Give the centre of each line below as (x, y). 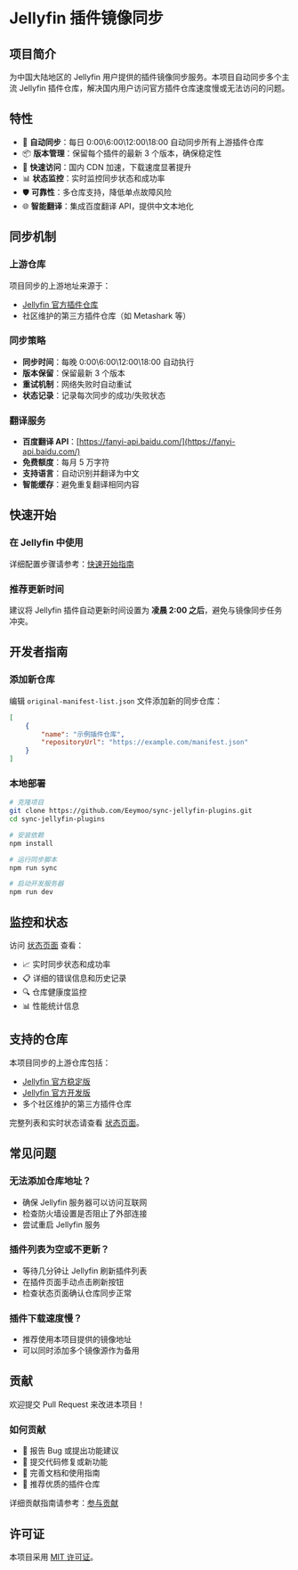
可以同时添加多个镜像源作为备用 (81, 1351)
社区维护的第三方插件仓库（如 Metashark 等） (106, 315)
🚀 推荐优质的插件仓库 (61, 1485)
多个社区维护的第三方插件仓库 (77, 1103)
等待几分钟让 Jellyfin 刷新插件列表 (85, 1271)
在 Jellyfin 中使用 (46, 542)
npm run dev (31, 892)
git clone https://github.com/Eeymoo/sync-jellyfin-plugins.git (131, 811)
